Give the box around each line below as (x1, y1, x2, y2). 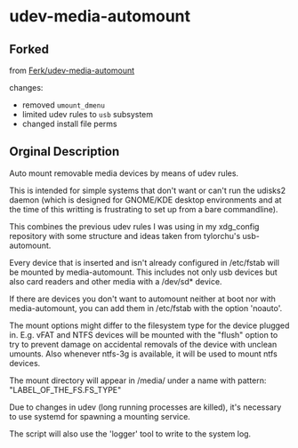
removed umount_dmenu (21, 100, 105, 110)
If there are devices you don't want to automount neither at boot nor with (9, 293, 276, 304)
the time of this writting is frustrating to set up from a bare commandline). (9, 204, 278, 214)
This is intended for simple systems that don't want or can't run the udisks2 (9, 185, 286, 196)
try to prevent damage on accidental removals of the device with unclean (9, 339, 278, 349)
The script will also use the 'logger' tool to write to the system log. (9, 428, 252, 439)
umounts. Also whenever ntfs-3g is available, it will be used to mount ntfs (9, 348, 278, 359)
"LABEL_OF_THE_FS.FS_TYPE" (9, 384, 122, 395)
